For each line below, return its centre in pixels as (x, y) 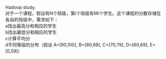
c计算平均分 (18, 38)
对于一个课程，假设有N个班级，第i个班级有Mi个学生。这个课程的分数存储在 (83, 13)
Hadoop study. (21, 7)
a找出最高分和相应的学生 (31, 26)
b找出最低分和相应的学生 (31, 32)
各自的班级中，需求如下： (32, 19)
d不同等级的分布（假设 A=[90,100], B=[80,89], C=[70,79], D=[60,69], (77, 45)
